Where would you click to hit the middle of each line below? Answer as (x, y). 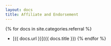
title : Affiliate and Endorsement (42, 14)
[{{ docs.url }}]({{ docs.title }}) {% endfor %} (59, 38)
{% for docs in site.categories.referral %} (49, 28)
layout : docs (19, 10)
